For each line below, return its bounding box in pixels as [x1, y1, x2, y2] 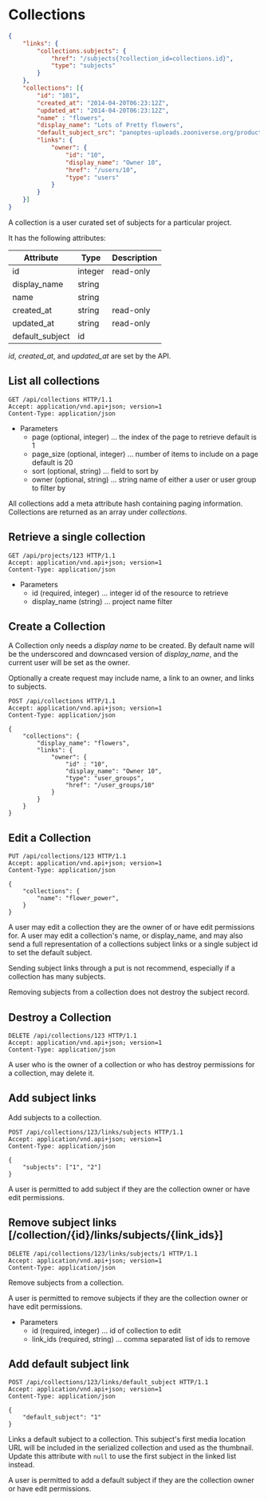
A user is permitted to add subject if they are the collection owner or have [8, 1184, 250, 1194]
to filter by [31, 482, 66, 493]
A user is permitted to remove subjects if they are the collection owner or [8, 1293, 249, 1303]
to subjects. [8, 682, 47, 691]
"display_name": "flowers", [37, 739, 130, 747]
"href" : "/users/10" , [65, 166, 137, 174]
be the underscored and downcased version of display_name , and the [8, 650, 238, 659]
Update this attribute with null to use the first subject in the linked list [8, 1451, 237, 1461]
